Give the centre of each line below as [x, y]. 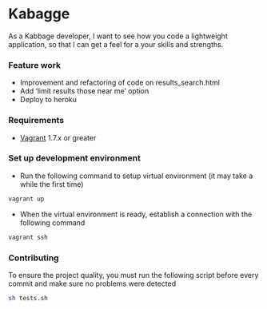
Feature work [35, 65]
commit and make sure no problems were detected [92, 283]
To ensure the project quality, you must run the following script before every [133, 275]
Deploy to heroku [48, 100]
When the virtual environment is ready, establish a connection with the [136, 214]
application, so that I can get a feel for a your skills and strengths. [116, 44]
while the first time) [52, 184]
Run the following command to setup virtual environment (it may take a [136, 176]
